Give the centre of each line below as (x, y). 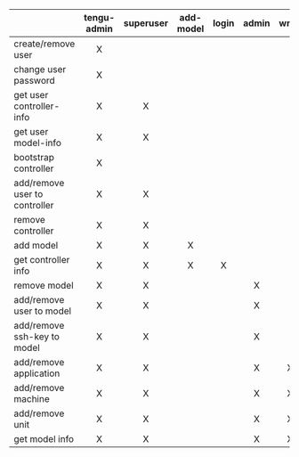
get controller (42, 260)
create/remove (44, 44)
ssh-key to (37, 336)
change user (40, 69)
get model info (44, 439)
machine (32, 399)
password (34, 81)
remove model (44, 286)
